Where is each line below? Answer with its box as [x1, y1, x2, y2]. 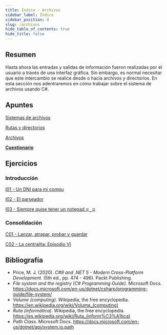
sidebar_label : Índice [5, 12, 54, 17]
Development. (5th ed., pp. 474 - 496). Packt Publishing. [12, 275, 132, 281]
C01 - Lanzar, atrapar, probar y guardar [5, 231, 88, 237]
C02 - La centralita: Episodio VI [5, 241, 71, 247]
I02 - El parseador [5, 196, 44, 202]
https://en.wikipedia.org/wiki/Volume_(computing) [12, 302, 119, 308]
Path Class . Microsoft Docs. [12, 319, 72, 325]
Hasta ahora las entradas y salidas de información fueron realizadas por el [5, 64, 162, 70]
